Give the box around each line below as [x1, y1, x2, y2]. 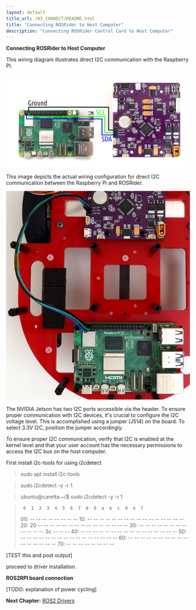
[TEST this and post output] [6, 551, 73, 558]
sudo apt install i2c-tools [20, 470, 80, 477]
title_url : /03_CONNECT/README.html [6, 15, 95, 22]
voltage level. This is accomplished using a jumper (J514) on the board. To [6, 417, 185, 424]
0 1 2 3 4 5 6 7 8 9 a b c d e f [23, 505, 144, 511]
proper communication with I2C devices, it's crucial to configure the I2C [6, 412, 179, 419]
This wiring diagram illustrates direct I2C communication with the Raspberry [6, 56, 189, 63]
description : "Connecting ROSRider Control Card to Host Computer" [6, 28, 174, 34]
